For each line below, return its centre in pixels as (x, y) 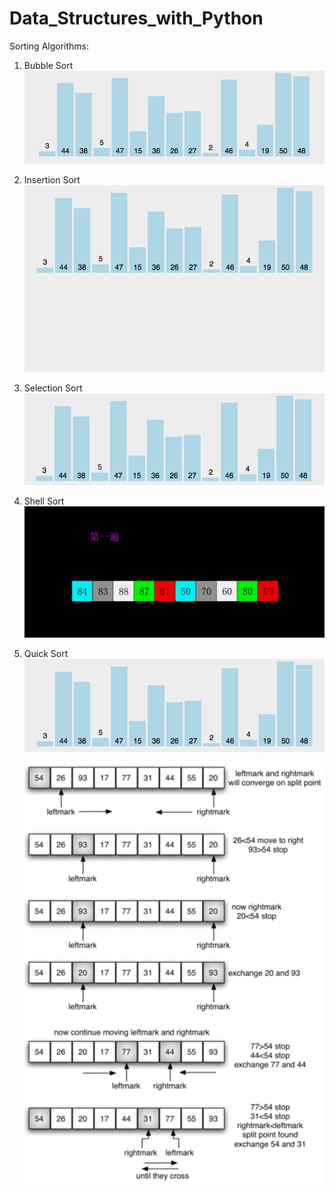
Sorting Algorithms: (49, 46)
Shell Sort (44, 501)
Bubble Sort (48, 65)
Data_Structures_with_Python (136, 18)
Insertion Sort (52, 180)
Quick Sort (46, 653)
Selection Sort (53, 388)
